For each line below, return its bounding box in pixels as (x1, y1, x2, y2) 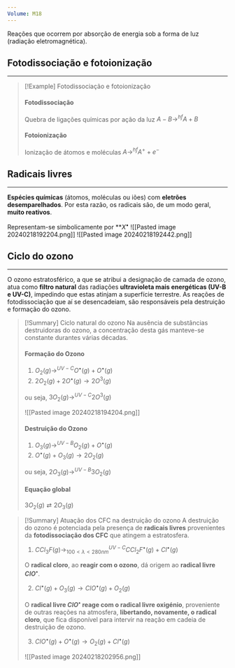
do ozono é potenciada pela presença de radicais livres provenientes (24, 523, 225, 532)
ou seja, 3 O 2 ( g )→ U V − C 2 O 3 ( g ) (24, 392, 112, 403)
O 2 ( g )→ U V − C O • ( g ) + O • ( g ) (34, 365, 113, 376)
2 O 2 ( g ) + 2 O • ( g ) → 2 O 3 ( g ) (34, 376, 112, 387)
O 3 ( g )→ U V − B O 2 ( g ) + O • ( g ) (34, 440, 113, 451)
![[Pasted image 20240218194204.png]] (24, 408, 141, 416)
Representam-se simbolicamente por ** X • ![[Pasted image (7, 221, 176, 231)
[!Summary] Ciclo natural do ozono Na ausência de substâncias (24, 319, 208, 327)
